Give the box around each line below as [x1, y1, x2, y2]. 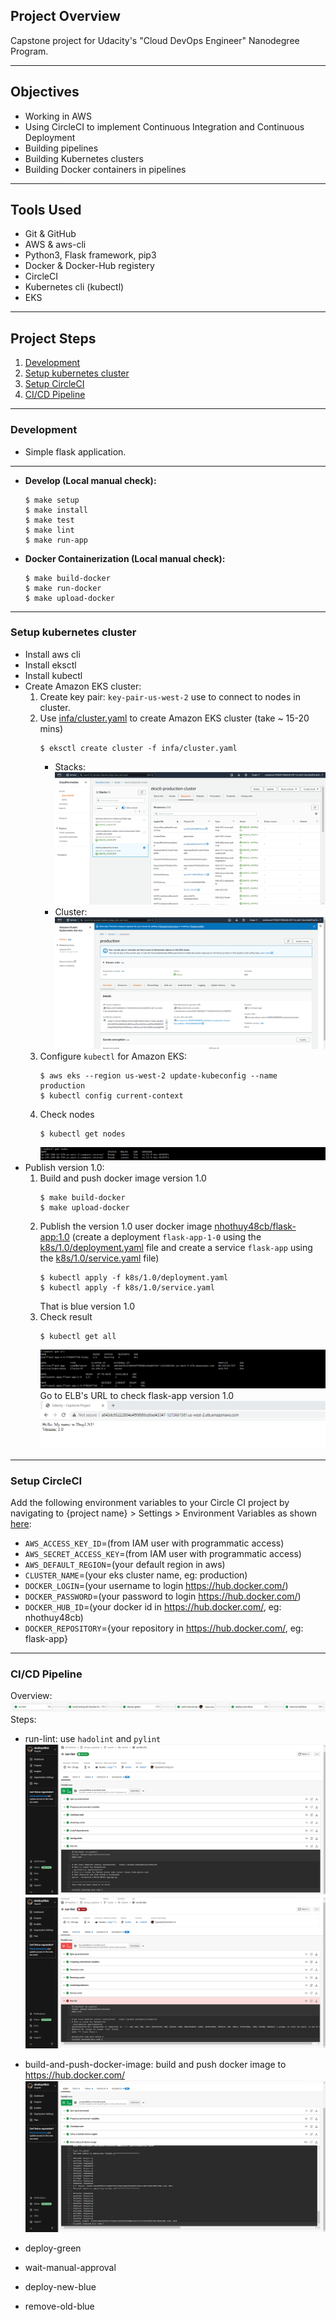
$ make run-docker [24, 583, 102, 593]
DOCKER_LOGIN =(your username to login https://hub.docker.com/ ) [24, 1579, 289, 1591]
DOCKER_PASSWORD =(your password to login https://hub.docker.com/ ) [24, 1590, 302, 1602]
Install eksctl [24, 659, 77, 671]
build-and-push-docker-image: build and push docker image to [24, 2058, 287, 2070]
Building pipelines [24, 142, 99, 154]
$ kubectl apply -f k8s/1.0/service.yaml [39, 1283, 215, 1293]
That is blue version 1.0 [39, 1300, 135, 1313]
